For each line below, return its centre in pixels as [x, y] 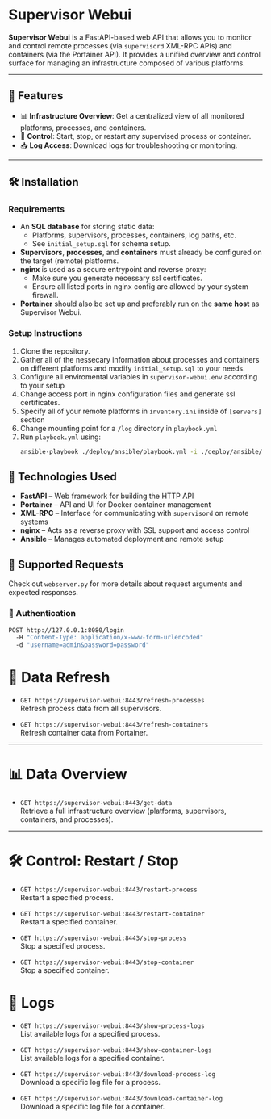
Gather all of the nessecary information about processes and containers [140, 359]
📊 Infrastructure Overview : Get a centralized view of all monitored [132, 115]
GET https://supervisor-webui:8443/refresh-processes [112, 701]
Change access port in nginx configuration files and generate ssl [127, 394]
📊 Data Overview [68, 775]
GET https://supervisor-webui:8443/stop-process [103, 938]
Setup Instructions [46, 333]
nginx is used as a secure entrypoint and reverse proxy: [113, 270]
